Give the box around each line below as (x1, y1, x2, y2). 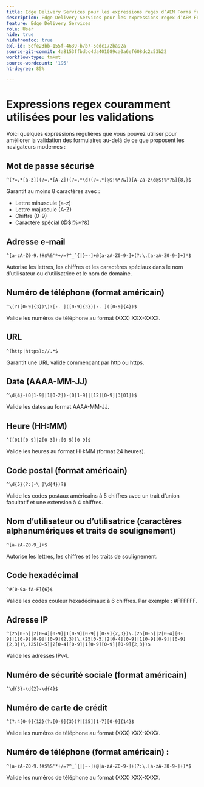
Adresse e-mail (6, 236, 66, 247)
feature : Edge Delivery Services (6, 20, 91, 26)
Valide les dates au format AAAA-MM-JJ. (6, 403, 109, 411)
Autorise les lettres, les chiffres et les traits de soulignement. (6, 552, 158, 560)
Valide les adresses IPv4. (6, 652, 69, 660)
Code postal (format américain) (6, 465, 127, 476)
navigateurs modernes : (6, 143, 66, 150)
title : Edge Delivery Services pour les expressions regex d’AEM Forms (6, 9, 191, 15)
